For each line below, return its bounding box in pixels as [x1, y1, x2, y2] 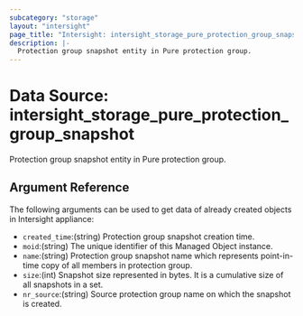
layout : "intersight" [9, 22, 91, 31]
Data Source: [9, 86, 109, 107]
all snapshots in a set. [22, 279, 104, 290]
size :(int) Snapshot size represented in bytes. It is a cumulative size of [22, 269, 284, 280]
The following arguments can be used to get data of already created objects [9, 204, 292, 215]
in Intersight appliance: [9, 213, 95, 224]
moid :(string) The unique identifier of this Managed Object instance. [22, 240, 273, 251]
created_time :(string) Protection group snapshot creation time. [22, 231, 255, 242]
